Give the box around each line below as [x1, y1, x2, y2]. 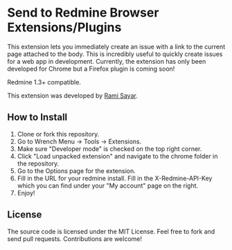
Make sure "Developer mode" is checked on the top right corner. [17, 144, 202, 153]
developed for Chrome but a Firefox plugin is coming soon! [7, 64, 175, 73]
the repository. [17, 159, 60, 168]
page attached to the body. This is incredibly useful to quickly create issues [7, 50, 223, 58]
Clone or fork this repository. [17, 130, 100, 138]
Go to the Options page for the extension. [17, 166, 136, 175]
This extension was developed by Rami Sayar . [7, 91, 139, 100]
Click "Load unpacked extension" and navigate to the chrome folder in [17, 152, 218, 160]
